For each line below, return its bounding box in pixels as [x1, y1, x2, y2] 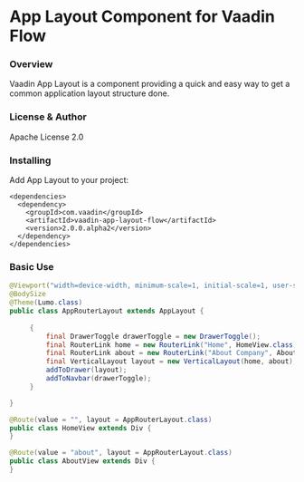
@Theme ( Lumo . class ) [9, 298, 83, 307]
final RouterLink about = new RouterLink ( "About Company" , [45, 349, 273, 358]
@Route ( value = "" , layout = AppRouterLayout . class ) [9, 415, 213, 424]
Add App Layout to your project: [9, 175, 129, 186]
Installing [9, 154, 52, 167]
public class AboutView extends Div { [9, 457, 156, 466]
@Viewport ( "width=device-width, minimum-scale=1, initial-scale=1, [9, 281, 270, 291]
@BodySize [9, 290, 47, 299]
